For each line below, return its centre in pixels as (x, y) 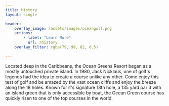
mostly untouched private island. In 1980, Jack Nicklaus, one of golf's (78, 71)
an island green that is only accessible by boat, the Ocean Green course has (85, 93)
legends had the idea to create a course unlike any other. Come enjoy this (82, 77)
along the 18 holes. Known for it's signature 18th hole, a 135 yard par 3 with (83, 87)
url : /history (43, 43)
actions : (24, 33)
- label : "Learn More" (47, 38)
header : (13, 24)
